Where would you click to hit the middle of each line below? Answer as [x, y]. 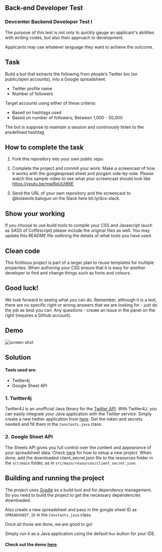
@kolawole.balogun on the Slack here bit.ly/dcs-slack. [66, 198]
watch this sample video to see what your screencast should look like [81, 179]
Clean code [22, 251]
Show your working [35, 214]
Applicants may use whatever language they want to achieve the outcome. [79, 47]
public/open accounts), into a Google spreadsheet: [56, 79]
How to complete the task [44, 147]
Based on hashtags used [37, 112]
